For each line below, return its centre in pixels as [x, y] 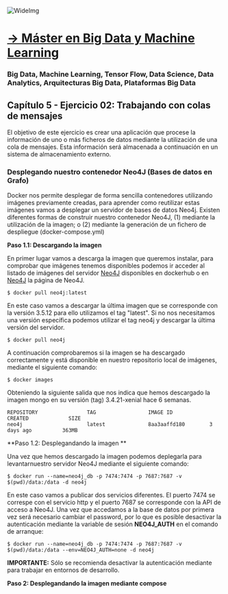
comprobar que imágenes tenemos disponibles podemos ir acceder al [106, 266]
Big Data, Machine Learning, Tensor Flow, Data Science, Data [111, 74]
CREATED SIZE [44, 418]
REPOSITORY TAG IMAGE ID [90, 413]
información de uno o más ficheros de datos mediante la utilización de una [112, 139]
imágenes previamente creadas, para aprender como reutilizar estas [103, 203]
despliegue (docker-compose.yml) [56, 232]
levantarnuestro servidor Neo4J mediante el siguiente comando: [98, 464]
